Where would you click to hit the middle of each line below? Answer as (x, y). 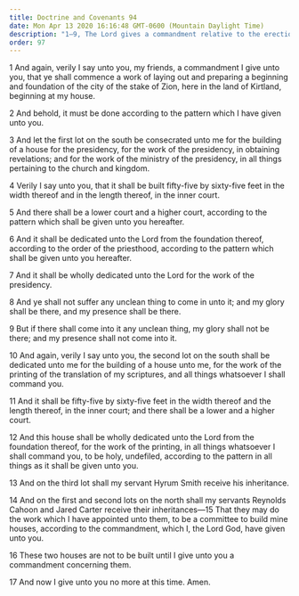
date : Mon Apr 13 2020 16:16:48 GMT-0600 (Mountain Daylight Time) (137, 26)
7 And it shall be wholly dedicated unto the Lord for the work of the (132, 275)
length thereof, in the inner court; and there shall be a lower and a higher (142, 411)
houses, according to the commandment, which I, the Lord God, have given (147, 529)
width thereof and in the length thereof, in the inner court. (115, 195)
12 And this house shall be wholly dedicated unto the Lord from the (132, 437)
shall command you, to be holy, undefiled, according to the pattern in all (141, 456)
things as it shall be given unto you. (74, 466)
